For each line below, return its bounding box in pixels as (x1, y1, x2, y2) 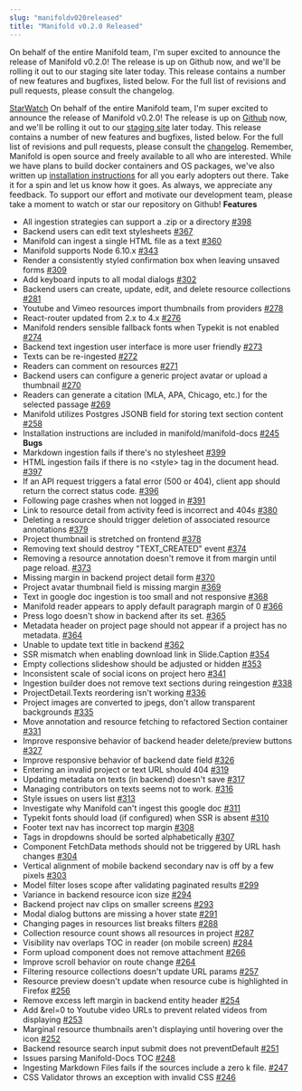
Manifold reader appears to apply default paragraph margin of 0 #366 (22, 601, 283, 612)
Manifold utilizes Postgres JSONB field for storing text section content (22, 408, 284, 419)
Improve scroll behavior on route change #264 (22, 956, 196, 967)
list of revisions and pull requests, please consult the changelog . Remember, (9, 141, 294, 152)
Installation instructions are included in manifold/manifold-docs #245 (22, 427, 280, 439)
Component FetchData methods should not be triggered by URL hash (22, 840, 281, 851)
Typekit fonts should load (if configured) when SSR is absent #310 (22, 811, 269, 823)
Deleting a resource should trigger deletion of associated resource (22, 514, 270, 525)
